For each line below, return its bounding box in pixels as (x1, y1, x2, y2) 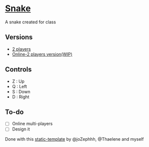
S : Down (12, 89, 31, 94)
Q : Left (12, 83, 27, 89)
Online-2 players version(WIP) (12, 51, 73, 57)
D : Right (12, 93, 30, 100)
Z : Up (12, 78, 25, 84)
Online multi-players (12, 121, 53, 127)
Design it (12, 126, 30, 132)
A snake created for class (5, 19, 56, 25)
